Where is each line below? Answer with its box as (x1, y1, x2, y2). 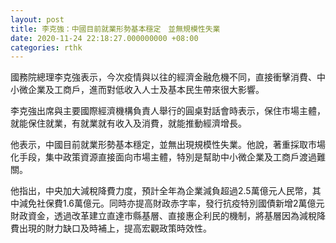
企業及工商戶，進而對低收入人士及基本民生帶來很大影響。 (27, 84, 265, 96)
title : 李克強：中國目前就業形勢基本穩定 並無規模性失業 (10, 24, 221, 34)
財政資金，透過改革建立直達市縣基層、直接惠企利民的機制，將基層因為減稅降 (10, 210, 326, 222)
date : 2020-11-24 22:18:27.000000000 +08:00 (10, 33, 199, 43)
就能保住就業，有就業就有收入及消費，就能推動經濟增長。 (10, 117, 247, 130)
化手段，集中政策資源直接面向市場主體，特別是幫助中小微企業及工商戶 (10, 151, 300, 163)
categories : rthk (10, 42, 83, 53)
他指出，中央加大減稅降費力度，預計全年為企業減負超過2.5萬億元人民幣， (10, 185, 313, 197)
